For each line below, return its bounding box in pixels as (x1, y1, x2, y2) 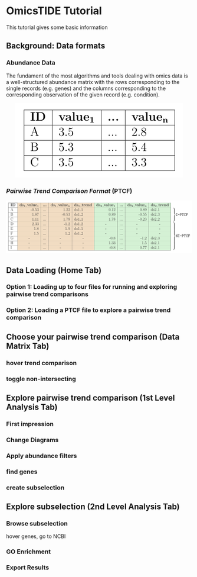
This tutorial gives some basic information (6, 24, 108, 31)
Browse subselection (6, 519, 68, 527)
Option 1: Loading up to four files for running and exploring (6, 283, 178, 291)
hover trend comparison (6, 359, 77, 367)
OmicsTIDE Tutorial (6, 4, 102, 18)
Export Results (6, 563, 49, 572)
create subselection (6, 483, 65, 492)
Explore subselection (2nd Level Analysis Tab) (6, 502, 180, 511)
